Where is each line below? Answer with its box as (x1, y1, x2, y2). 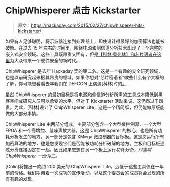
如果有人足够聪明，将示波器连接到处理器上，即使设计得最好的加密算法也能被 (5, 38, 165, 44)
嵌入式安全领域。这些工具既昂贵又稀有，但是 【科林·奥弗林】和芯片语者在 (5, 51, 158, 57)
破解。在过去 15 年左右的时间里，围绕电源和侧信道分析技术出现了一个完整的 (5, 44, 163, 51)
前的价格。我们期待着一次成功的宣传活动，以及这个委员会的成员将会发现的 (5, 170, 160, 176)
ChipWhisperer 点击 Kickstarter (5, 5, 141, 16)
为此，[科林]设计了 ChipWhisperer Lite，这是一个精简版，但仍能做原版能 (14, 104, 165, 110)
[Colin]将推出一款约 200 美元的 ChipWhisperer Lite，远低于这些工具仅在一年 (5, 163, 164, 169)
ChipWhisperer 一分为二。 (5, 153, 60, 159)
